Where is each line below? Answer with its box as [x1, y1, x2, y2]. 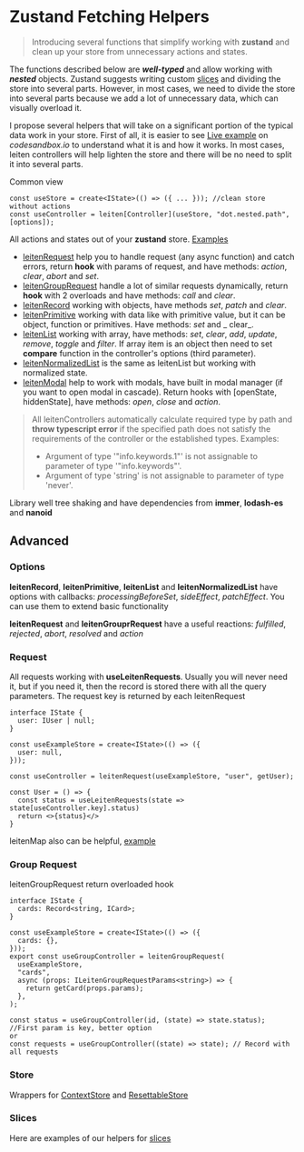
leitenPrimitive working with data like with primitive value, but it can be [22, 309, 286, 320]
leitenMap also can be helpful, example [9, 835, 156, 846]
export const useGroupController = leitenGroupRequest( [9, 952, 225, 961]
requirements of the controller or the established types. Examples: [31, 433, 279, 444]
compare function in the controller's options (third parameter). [22, 347, 257, 358]
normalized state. [22, 366, 88, 378]
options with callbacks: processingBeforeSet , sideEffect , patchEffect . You [9, 591, 285, 602]
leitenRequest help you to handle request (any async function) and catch [22, 251, 295, 262]
